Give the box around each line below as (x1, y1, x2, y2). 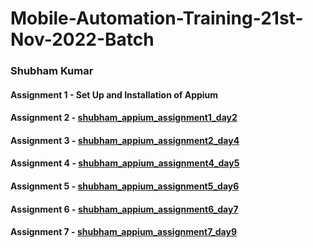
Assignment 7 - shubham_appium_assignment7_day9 (10, 226, 237, 238)
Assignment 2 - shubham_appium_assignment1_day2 (10, 112, 238, 124)
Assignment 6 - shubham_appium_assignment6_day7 (10, 203, 239, 215)
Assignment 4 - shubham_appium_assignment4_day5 (10, 157, 240, 169)
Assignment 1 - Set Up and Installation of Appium (10, 88, 219, 101)
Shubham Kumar (10, 64, 94, 78)
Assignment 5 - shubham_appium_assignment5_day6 (10, 180, 240, 192)
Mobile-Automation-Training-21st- (10, 7, 304, 30)
